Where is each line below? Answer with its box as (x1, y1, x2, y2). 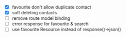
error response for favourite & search (11, 21, 88, 27)
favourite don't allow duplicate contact (11, 4, 91, 10)
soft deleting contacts (11, 10, 57, 16)
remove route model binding (11, 15, 70, 21)
